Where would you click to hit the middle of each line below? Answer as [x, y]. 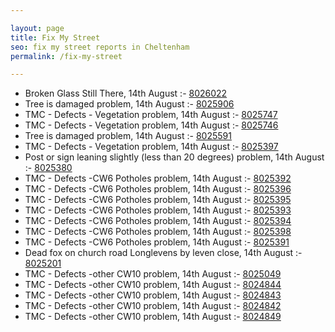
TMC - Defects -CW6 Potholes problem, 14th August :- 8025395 [158, 200]
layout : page [37, 28]
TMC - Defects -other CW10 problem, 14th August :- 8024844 [153, 285]
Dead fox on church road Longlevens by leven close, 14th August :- [163, 253]
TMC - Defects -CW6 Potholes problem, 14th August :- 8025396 [158, 189]
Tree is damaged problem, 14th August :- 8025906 [129, 104]
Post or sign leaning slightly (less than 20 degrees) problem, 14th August [174, 157]
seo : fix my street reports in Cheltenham [100, 47]
